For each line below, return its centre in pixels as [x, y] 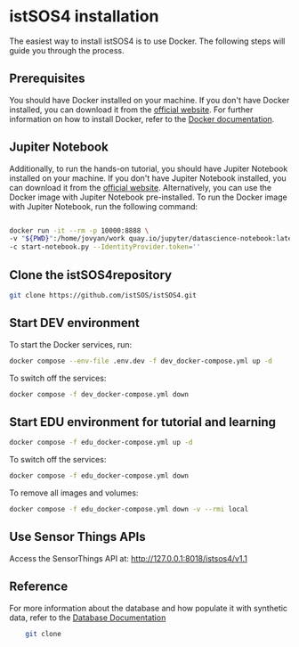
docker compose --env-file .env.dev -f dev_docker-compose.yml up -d [141, 361]
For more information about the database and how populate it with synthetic [148, 608]
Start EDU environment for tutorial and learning [143, 422]
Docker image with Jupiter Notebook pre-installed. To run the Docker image [148, 197]
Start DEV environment [74, 323]
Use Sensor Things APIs [77, 537]
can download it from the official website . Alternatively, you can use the [141, 187]
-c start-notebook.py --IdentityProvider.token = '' [105, 247]
